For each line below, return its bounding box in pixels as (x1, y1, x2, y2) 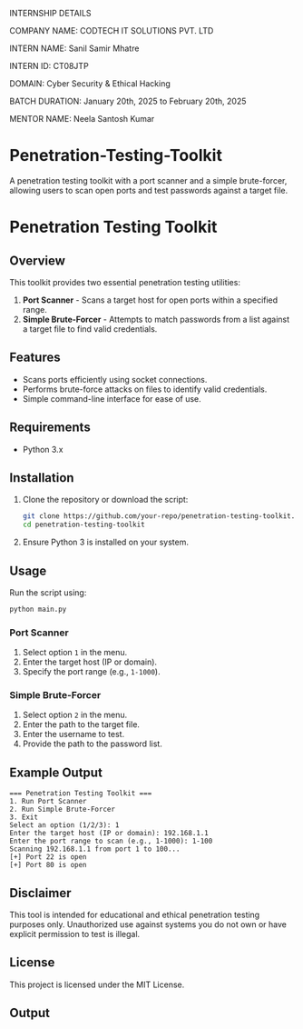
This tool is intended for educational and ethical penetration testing (9, 909, 260, 921)
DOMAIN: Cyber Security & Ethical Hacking (9, 78, 171, 89)
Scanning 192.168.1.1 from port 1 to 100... (9, 844, 181, 854)
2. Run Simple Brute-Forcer (9, 804, 116, 814)
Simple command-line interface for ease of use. (22, 393, 201, 404)
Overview (9, 253, 66, 268)
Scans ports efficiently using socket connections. (22, 374, 208, 385)
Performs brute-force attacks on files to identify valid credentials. (22, 384, 268, 395)
